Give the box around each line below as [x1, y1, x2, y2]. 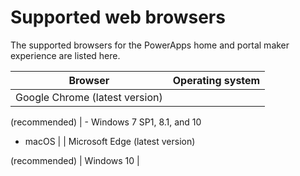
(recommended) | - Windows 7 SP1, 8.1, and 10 [10, 116, 202, 128]
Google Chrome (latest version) [15, 90, 163, 104]
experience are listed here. [10, 49, 121, 61]
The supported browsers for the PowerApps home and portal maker [10, 39, 290, 51]
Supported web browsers [10, 6, 226, 29]
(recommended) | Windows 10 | [10, 154, 140, 166]
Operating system [172, 73, 261, 87]
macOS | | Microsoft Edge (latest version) [24, 135, 196, 147]
